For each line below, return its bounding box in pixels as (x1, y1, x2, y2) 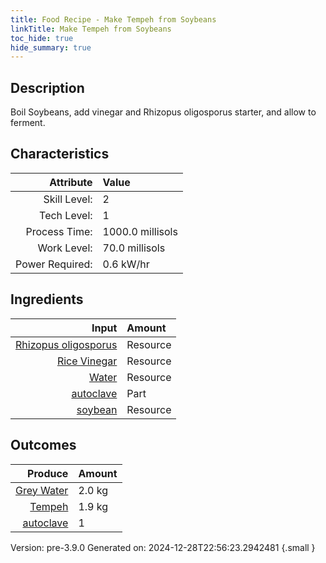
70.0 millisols (102, 241, 166, 255)
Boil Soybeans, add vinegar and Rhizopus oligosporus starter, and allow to (10, 106, 317, 118)
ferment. (10, 117, 46, 129)
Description (10, 79, 85, 96)
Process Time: (25, 224, 93, 238)
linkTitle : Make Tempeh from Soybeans (10, 24, 172, 34)
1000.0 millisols (102, 224, 178, 238)
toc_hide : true (10, 33, 74, 43)
